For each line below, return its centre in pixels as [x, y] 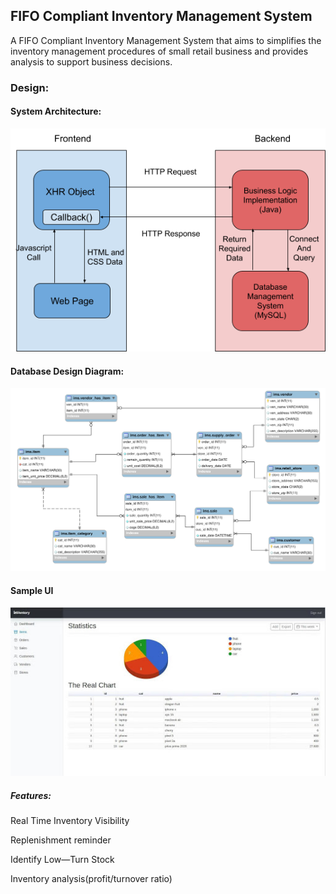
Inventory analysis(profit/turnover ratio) [91, 879]
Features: [31, 795]
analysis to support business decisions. [91, 61]
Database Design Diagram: [67, 371]
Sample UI [32, 590]
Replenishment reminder [61, 840]
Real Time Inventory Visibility [70, 821]
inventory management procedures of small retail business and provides [159, 51]
